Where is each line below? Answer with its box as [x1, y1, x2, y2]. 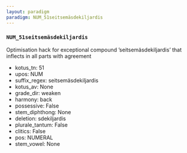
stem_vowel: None [14, 140, 61, 147]
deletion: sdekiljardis [14, 115, 66, 122]
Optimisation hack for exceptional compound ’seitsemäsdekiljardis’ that [6, 46, 182, 53]
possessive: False [14, 102, 59, 109]
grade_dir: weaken [14, 89, 61, 96]
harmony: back [14, 96, 53, 103]
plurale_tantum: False [14, 121, 68, 128]
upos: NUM [14, 70, 44, 78]
